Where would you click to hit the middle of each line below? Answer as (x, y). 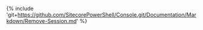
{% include (20, 9)
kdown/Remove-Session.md (42, 21)
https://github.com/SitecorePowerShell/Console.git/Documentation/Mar (107, 15)
